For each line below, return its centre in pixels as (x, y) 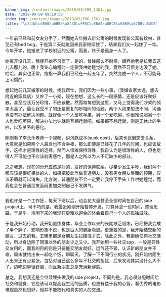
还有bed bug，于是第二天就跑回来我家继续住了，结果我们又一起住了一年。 (85, 45)
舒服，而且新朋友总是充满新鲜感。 (70, 267)
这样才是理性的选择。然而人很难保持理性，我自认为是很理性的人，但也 (85, 150)
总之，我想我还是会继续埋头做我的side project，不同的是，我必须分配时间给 (82, 277)
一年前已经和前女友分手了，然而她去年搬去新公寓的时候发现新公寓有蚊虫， (81, 38)
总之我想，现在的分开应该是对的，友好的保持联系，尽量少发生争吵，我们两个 (83, 167)
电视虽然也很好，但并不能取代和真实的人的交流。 (55, 290)
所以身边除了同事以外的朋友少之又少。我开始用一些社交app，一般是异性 (87, 242)
